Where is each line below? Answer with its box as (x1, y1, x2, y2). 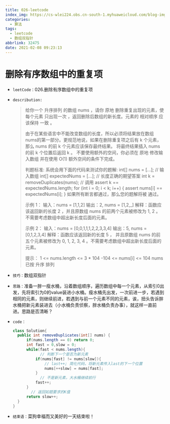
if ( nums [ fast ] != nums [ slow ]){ (35, 356, 102, 362)
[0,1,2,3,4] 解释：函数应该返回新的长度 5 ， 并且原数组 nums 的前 (25, 231, 161, 237)
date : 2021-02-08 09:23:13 (5, 45, 62, 50)
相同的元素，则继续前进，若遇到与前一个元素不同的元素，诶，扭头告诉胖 (12, 295, 163, 302)
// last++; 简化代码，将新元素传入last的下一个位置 (45, 361, 143, 366)
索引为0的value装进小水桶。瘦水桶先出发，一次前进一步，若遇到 (30, 289, 164, 295)
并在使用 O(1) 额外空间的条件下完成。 (39, 156, 118, 162)
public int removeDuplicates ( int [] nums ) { (17, 333, 110, 338)
